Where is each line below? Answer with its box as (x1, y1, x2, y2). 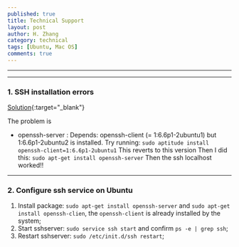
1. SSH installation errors (7, 87, 95, 97)
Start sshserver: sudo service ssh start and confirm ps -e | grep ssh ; (17, 224, 229, 233)
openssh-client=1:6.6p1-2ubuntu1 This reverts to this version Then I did (17, 146, 228, 154)
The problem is (7, 117, 52, 125)
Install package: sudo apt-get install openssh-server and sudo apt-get (17, 201, 230, 210)
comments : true (7, 51, 53, 58)
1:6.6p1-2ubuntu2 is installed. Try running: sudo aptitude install (17, 138, 210, 147)
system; (17, 216, 41, 225)
